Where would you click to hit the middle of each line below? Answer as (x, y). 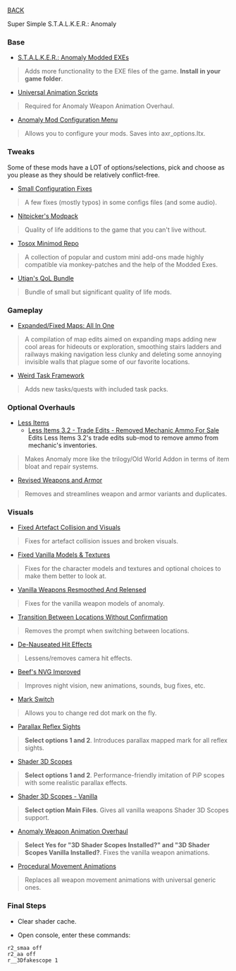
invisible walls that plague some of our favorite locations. (107, 361)
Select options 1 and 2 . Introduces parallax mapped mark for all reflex (126, 741)
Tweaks (21, 152)
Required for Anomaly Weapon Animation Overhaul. (99, 106)
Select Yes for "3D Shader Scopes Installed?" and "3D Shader (117, 845)
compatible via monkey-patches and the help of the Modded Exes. (121, 264)
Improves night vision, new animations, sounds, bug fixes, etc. (115, 685)
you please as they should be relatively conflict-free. (83, 175)
